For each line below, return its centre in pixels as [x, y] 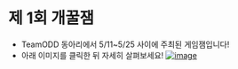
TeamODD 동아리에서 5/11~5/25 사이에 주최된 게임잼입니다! [125, 44]
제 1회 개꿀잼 [52, 18]
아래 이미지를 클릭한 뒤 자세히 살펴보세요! [92, 55]
